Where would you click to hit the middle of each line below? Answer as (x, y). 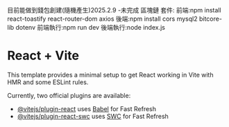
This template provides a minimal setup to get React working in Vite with (110, 75)
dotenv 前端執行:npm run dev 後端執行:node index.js (90, 27)
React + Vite (43, 56)
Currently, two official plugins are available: (69, 95)
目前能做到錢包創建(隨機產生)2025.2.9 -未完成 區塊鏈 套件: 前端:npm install (114, 10)
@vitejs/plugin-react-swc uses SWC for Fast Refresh (93, 116)
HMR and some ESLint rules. (48, 82)
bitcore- (210, 19)
